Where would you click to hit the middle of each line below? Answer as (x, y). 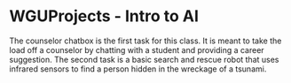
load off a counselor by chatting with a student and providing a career (137, 49)
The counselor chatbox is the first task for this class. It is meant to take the (145, 41)
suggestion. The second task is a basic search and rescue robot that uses (144, 59)
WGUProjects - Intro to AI (104, 16)
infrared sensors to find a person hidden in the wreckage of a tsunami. (138, 69)
